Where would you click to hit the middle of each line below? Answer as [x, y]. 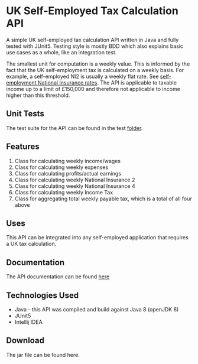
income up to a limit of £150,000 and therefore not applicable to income [93, 89]
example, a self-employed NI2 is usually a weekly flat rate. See [82, 76]
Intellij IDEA [28, 322]
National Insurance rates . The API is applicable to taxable [107, 82]
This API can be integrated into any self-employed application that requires [98, 238]
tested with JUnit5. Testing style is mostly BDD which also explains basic [95, 46]
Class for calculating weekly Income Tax [64, 192]
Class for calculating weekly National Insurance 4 [75, 186]
